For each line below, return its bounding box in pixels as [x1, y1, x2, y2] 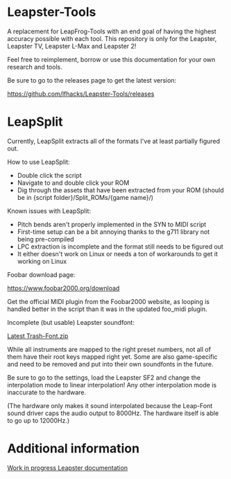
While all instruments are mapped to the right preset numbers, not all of [7, 345, 212, 353]
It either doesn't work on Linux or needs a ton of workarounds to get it [17, 249, 219, 258]
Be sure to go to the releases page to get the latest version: [7, 76, 177, 84]
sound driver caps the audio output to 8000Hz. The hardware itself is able [7, 409, 219, 417]
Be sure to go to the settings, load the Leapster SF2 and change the [7, 373, 201, 382]
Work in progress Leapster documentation [7, 463, 128, 472]
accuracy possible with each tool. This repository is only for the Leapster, [7, 34, 217, 42]
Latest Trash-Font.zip [7, 331, 69, 340]
